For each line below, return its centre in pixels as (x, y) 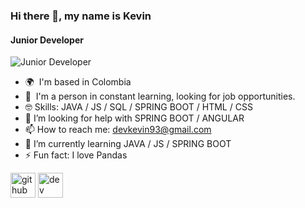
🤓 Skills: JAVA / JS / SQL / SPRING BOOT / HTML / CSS (138, 107)
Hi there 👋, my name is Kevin (81, 16)
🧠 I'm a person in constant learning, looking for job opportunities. (160, 96)
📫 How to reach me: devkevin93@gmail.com (118, 130)
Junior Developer (47, 40)
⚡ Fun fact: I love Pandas (76, 155)
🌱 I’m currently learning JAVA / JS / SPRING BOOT (128, 144)
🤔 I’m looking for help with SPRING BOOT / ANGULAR (134, 118)
